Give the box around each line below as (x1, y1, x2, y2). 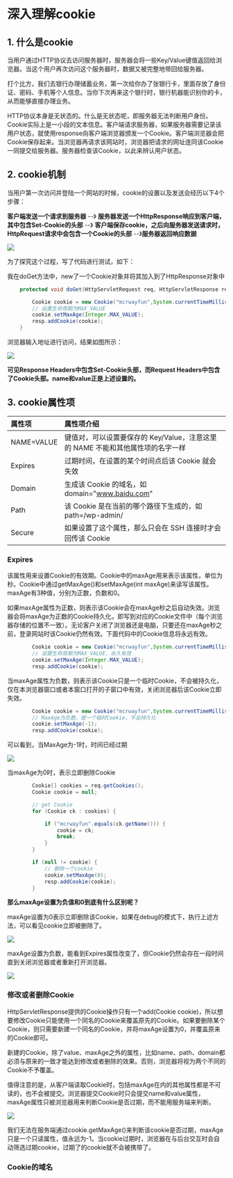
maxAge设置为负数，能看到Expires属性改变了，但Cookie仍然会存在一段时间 (7, 949, 224, 957)
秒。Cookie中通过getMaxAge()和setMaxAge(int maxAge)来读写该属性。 (7, 580, 213, 589)
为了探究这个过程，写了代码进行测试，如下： (7, 257, 135, 265)
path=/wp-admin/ (64, 510, 123, 520)
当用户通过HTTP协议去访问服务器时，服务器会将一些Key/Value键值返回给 (7, 56, 216, 64)
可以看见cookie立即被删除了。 (19, 921, 106, 930)
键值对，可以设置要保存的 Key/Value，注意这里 (64, 432, 217, 442)
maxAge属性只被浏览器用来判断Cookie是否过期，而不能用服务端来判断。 (7, 1097, 215, 1106)
